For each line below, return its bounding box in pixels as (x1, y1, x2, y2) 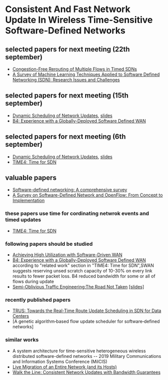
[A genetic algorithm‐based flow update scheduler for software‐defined (12, 318, 160, 325)
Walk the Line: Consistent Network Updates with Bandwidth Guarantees (12, 369, 161, 375)
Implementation (12, 198, 45, 204)
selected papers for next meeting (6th (5, 132, 126, 141)
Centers (12, 313, 29, 319)
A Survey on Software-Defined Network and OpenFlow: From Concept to (12, 192, 163, 198)
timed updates (5, 216, 41, 223)
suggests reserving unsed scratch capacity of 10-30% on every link (12, 268, 152, 274)
